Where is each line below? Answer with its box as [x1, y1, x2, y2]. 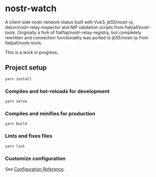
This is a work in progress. [5, 49, 59, 55]
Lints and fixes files [5, 133, 53, 139]
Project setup [5, 64, 47, 72]
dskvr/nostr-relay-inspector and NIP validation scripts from [5, 24, 124, 30]
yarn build [5, 121, 27, 126]
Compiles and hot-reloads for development [5, 88, 110, 94]
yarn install [5, 76, 32, 81]
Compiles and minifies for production [5, 110, 95, 117]
